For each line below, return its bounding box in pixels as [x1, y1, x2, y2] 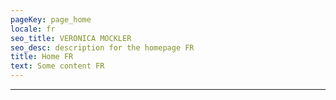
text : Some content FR [10, 61, 105, 71]
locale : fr [10, 24, 56, 34]
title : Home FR [10, 52, 74, 62]
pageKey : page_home [10, 14, 92, 25]
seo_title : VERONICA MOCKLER [10, 33, 132, 43]
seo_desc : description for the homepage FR [10, 42, 195, 53]
